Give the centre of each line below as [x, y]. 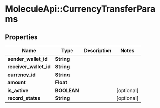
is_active [18, 90]
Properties [21, 37]
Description [98, 51]
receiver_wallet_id [29, 67]
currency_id [21, 75]
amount [17, 82]
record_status [24, 98]
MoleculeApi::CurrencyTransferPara [80, 9]
